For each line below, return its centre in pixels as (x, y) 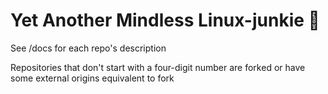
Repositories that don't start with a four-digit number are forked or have (158, 67)
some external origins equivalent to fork (92, 78)
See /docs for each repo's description (88, 48)
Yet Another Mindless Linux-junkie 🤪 (165, 20)
